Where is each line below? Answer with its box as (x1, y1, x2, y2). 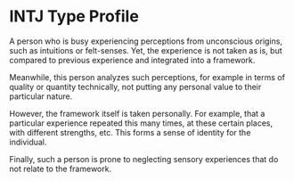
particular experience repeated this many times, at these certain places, (9, 118, 274, 128)
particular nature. (9, 91, 73, 102)
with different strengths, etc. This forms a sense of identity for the (9, 127, 251, 137)
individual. (9, 136, 47, 147)
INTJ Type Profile (9, 6, 140, 27)
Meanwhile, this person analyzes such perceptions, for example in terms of (9, 71, 285, 82)
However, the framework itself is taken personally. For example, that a (9, 108, 265, 119)
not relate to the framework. (9, 163, 112, 174)
